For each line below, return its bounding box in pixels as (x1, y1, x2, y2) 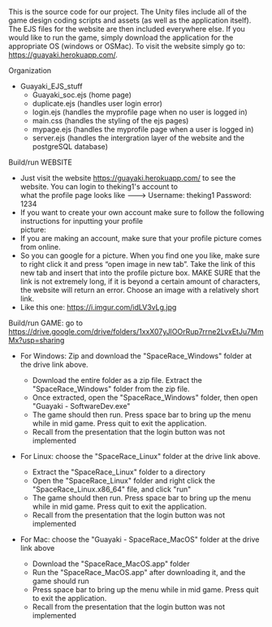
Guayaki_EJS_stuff (19, 81, 83, 91)
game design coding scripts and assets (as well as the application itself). (8, 15, 252, 25)
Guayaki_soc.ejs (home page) (32, 90, 132, 100)
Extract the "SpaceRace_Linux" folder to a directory (32, 467, 205, 477)
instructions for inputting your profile (19, 217, 144, 225)
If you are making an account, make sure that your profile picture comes (19, 234, 262, 243)
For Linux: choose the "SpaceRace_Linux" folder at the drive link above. (19, 452, 261, 461)
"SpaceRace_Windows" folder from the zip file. (32, 384, 190, 393)
